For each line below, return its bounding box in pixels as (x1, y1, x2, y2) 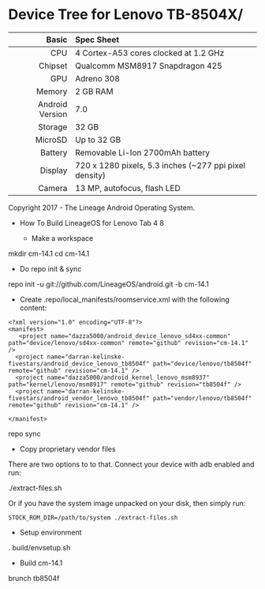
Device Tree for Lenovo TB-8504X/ (8, 6, 244, 24)
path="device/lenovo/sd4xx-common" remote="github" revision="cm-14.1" (8, 339, 248, 347)
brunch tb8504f (8, 573, 60, 583)
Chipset (38, 60, 68, 71)
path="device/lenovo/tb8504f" (152, 359, 252, 368)
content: (19, 302, 47, 313)
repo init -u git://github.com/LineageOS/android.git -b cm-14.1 (8, 279, 209, 289)
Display (39, 164, 68, 175)
